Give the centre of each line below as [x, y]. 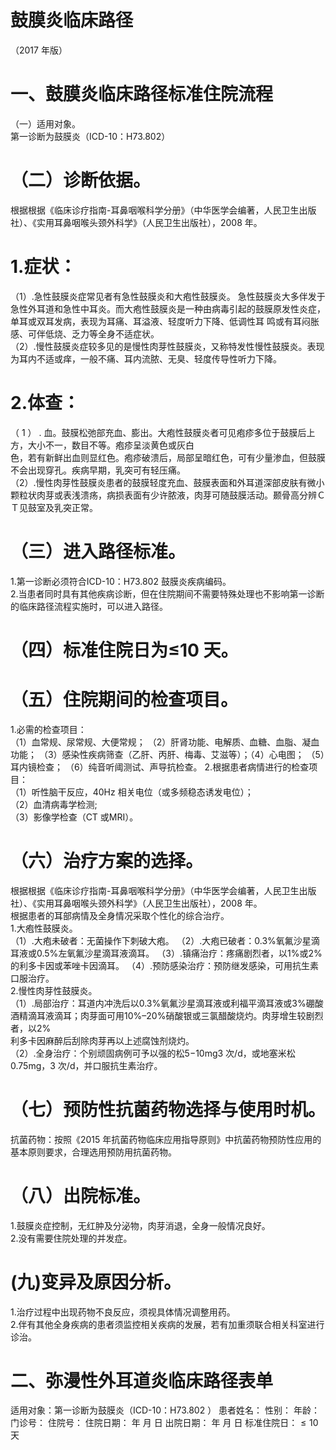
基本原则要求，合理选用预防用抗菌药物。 [93, 1152]
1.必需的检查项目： [48, 729]
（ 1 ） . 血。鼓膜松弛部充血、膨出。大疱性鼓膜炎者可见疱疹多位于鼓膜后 [158, 432]
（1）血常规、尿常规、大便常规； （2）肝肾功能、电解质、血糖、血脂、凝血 [165, 742]
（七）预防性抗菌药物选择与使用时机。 [168, 1109]
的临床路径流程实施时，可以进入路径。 [89, 606]
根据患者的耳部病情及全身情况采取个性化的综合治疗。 [120, 915]
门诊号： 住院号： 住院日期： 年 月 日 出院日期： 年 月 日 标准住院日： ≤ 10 [164, 1423]
